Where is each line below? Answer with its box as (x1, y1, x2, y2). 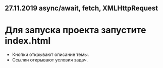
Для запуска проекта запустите (5, 24, 146, 36)
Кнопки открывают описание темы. (12, 51, 89, 57)
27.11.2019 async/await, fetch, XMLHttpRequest (5, 4, 158, 13)
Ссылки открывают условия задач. (12, 57, 88, 63)
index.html (5, 35, 51, 46)
